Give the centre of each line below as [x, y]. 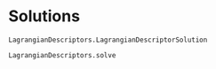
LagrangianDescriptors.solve [62, 55]
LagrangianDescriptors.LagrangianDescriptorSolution [108, 40]
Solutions [44, 16]
